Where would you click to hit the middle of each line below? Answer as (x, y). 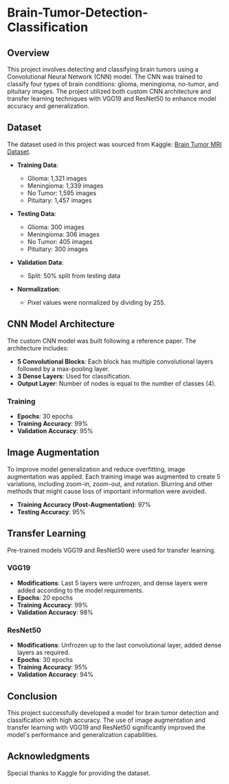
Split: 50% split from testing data (74, 275)
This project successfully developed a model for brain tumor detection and (113, 712)
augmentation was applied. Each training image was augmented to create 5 (114, 476)
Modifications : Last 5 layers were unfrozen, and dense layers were (112, 583)
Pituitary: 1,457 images (59, 200)
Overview (29, 53)
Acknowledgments (49, 756)
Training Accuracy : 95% (52, 667)
